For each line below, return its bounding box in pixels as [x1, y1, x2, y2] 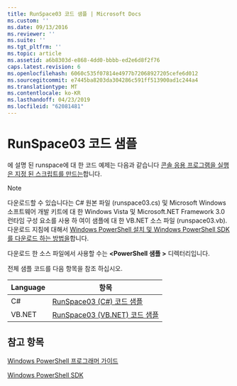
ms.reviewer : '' [7, 30, 55, 38]
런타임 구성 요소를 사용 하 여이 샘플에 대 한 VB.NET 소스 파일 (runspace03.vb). [7, 216, 228, 225]
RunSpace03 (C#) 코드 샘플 [52, 296, 143, 306]
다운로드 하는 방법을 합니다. [14, 234, 89, 242]
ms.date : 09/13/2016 [7, 23, 69, 31]
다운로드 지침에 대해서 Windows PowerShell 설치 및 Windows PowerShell [7, 225, 216, 233]
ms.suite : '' [7, 37, 46, 44]
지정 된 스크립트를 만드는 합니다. [14, 169, 102, 178]
